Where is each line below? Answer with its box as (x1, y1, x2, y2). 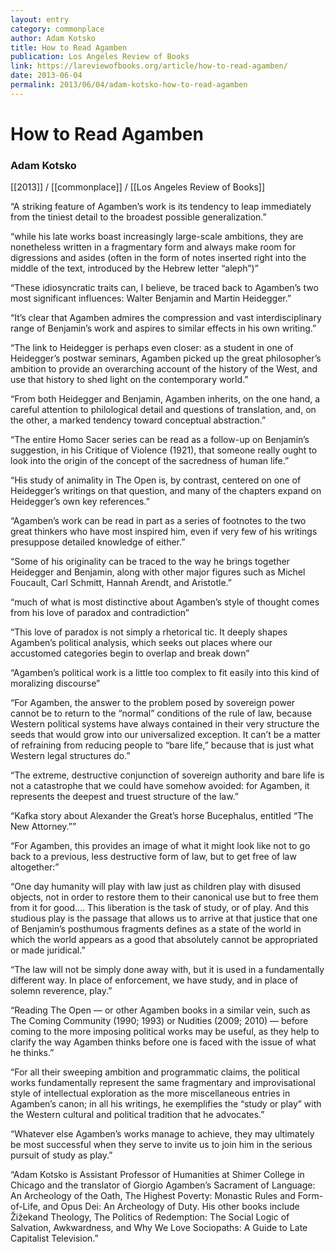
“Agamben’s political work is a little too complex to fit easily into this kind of (10, 667, 320, 679)
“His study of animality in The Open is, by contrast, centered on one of (10, 474, 302, 486)
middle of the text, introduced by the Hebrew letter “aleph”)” (10, 262, 259, 275)
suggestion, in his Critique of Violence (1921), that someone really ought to (10, 444, 318, 456)
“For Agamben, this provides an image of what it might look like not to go (10, 840, 311, 852)
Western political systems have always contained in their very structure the (10, 718, 320, 730)
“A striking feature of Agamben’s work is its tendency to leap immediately (10, 201, 312, 213)
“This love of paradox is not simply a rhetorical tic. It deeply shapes (10, 626, 288, 638)
